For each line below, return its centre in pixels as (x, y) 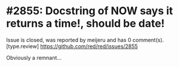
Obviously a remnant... (34, 58)
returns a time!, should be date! (86, 23)
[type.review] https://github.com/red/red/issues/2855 (72, 46)
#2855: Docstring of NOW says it (89, 11)
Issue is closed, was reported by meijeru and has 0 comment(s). (85, 40)
